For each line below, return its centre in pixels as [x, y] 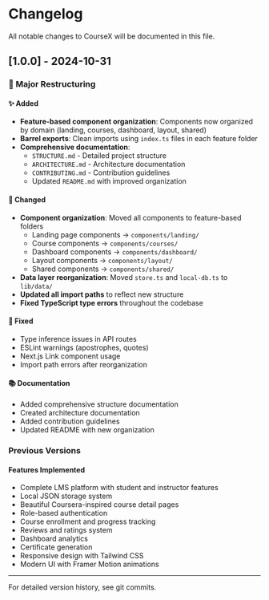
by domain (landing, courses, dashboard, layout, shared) [113, 130]
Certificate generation [56, 547]
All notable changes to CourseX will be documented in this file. [112, 36]
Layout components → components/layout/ [102, 260]
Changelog [46, 14]
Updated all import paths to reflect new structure [102, 294]
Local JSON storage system [66, 496]
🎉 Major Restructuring [52, 84]
